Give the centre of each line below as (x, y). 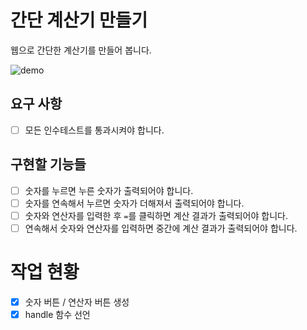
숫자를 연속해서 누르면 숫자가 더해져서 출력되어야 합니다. (134, 203)
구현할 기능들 (48, 164)
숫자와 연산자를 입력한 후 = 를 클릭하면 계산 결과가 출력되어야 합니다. (156, 215)
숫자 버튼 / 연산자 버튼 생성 (77, 302)
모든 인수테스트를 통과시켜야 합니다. (94, 130)
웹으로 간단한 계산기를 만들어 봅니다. (81, 50)
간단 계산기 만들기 (79, 20)
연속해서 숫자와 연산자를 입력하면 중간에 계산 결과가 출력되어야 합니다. (161, 228)
